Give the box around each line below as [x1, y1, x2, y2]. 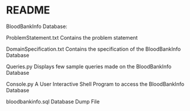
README [6, 4, 50, 17]
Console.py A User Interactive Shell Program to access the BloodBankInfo [6, 80, 185, 88]
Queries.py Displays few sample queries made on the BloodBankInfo [6, 63, 172, 70]
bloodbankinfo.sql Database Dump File [6, 98, 100, 105]
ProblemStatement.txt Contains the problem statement [6, 34, 138, 41]
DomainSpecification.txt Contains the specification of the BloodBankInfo [6, 45, 181, 53]
